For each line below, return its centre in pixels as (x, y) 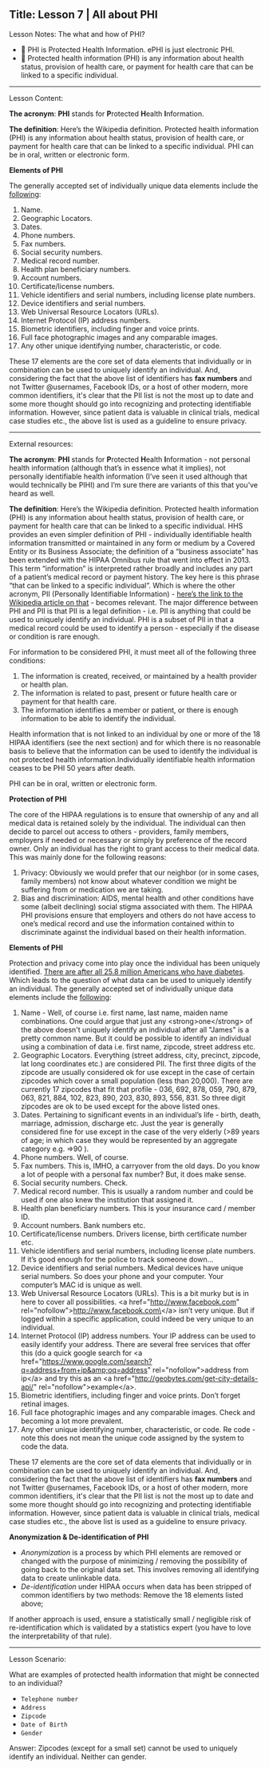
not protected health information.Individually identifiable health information (132, 759)
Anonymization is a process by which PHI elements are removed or (131, 1552)
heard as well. (32, 493)
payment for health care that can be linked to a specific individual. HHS (126, 526)
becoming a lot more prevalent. (72, 1421)
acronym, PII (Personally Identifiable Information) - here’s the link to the (126, 594)
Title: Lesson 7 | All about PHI (83, 15)
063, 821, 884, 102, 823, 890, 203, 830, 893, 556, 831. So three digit (133, 1097)
